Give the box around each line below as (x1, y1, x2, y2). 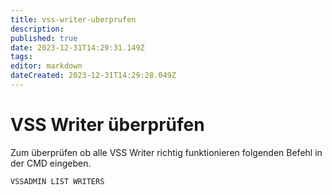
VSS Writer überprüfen (10, 114, 205, 136)
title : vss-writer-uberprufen (10, 14, 137, 25)
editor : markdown (10, 61, 83, 71)
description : (10, 24, 65, 34)
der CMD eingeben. (10, 157, 92, 169)
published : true (10, 33, 78, 43)
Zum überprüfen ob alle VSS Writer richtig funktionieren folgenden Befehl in (10, 146, 323, 158)
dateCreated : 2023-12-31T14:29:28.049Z (10, 71, 177, 81)
